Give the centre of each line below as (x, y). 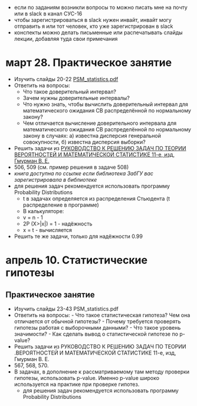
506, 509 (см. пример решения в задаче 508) (71, 167)
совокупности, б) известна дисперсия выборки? (84, 142)
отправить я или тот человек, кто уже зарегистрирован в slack (93, 26)
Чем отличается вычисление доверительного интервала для (100, 123)
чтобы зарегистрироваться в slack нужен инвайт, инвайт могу (93, 20)
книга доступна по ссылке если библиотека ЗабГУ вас (84, 173)
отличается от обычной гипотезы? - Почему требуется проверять (97, 321)
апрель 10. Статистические (77, 260)
